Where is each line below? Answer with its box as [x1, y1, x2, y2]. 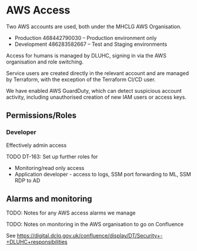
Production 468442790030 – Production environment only [14, 34, 157, 41]
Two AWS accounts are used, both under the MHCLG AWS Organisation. [6, 23, 182, 30]
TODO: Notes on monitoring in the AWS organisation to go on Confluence [6, 221, 184, 228]
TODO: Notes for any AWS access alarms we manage [6, 209, 136, 216]
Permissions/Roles [6, 111, 76, 121]
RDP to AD [14, 177, 41, 184]
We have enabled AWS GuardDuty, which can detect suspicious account [6, 87, 182, 94]
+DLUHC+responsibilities [6, 239, 68, 246]
